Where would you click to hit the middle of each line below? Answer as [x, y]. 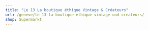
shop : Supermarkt [24, 19]
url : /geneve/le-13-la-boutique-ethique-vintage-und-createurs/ [75, 15]
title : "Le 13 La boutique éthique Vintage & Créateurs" [67, 10]
